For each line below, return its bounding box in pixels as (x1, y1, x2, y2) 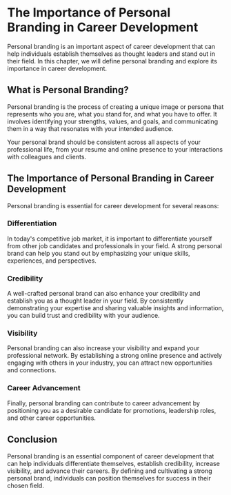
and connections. (7, 366, 57, 374)
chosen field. (7, 481, 45, 489)
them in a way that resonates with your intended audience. (7, 124, 174, 132)
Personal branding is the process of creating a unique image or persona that (7, 102, 224, 111)
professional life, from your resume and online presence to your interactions (7, 145, 223, 153)
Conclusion (7, 434, 58, 445)
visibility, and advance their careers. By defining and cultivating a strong (7, 467, 212, 475)
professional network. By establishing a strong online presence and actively (7, 352, 223, 360)
